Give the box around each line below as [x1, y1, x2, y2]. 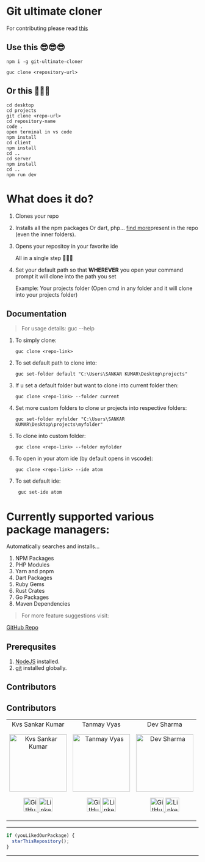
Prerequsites [6, 641, 57, 652]
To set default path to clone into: [15, 359, 97, 366]
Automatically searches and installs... [6, 543, 100, 550]
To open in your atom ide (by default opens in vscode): [15, 455, 154, 463]
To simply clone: [15, 336, 57, 344]
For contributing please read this [6, 24, 88, 32]
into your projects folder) [15, 291, 78, 298]
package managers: [6, 522, 110, 537]
